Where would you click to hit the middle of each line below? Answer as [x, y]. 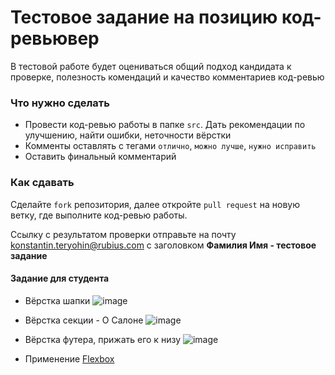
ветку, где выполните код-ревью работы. [99, 215]
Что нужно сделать [60, 103]
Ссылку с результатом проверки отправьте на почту [123, 234]
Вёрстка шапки [57, 300]
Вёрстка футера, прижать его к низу [102, 339]
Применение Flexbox [69, 358]
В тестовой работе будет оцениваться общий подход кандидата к [151, 66]
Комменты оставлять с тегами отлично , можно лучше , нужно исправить [170, 146]
